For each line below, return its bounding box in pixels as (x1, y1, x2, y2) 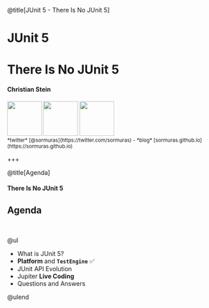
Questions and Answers (17, 279, 86, 287)
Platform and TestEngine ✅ (17, 257, 95, 265)
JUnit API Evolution (17, 264, 73, 273)
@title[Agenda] (7, 168, 51, 176)
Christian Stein (7, 85, 51, 93)
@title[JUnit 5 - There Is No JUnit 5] (7, 6, 110, 14)
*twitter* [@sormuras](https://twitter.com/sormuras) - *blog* (7, 137, 153, 144)
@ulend (7, 293, 30, 301)
